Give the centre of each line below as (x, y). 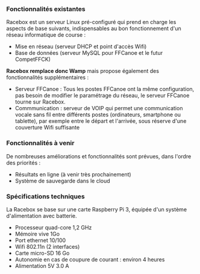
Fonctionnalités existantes (46, 9)
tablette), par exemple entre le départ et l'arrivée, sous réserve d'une (101, 121)
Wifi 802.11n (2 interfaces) (47, 246)
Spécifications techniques (46, 196)
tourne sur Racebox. (40, 102)
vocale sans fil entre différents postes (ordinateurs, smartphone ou (98, 115)
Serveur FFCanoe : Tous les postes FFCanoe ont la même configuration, (105, 89)
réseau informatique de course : (46, 35)
